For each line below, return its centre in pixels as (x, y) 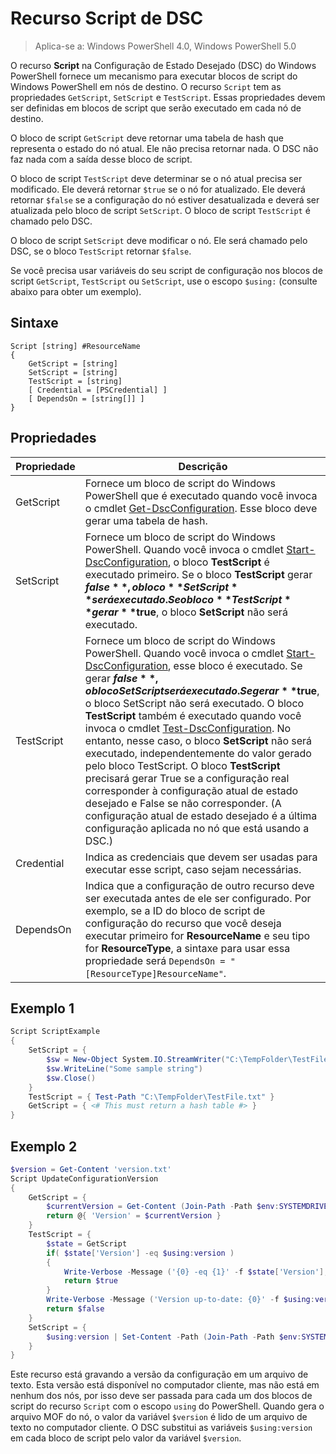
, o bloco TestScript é (218, 562)
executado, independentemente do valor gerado (198, 753)
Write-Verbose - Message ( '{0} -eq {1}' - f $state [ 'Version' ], (196, 1272)
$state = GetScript (87, 1243)
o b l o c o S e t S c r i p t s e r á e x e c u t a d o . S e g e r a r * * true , (202, 690)
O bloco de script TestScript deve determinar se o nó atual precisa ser (156, 178)
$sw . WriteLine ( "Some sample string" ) (124, 1068)
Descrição (203, 466)
